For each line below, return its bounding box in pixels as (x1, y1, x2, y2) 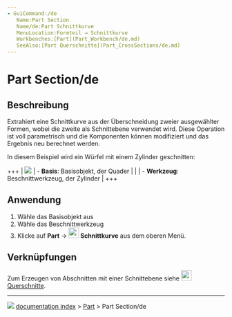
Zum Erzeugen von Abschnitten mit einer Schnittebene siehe (7, 274, 180, 283)
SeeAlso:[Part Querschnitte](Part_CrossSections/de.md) (16, 42, 181, 49)
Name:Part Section (16, 17, 70, 23)
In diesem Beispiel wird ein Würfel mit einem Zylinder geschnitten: (7, 153, 195, 161)
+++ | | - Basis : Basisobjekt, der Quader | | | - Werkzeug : (7, 167, 179, 175)
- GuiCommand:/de (7, 10, 57, 17)
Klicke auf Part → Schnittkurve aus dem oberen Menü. (17, 232, 186, 240)
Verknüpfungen (7, 252, 77, 263)
